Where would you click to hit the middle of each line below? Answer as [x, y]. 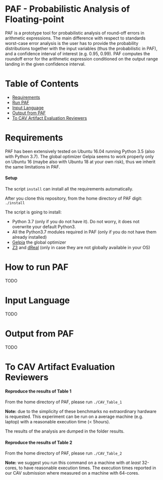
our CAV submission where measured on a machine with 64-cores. [72, 473]
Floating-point [35, 19]
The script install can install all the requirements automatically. [69, 189]
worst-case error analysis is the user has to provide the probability [72, 43]
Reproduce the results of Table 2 [39, 442]
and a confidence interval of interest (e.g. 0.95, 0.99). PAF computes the [78, 53]
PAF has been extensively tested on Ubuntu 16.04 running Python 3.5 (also [80, 151]
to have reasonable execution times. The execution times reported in [88, 468]
